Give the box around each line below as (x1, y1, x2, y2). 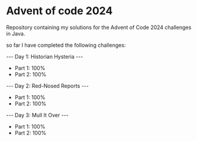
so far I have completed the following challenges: (6, 41, 126, 49)
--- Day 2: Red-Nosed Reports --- (6, 82, 89, 89)
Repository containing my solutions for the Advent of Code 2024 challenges (6, 24, 192, 31)
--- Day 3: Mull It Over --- (6, 111, 69, 118)
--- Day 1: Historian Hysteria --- (6, 53, 83, 60)
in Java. (6, 30, 25, 37)
